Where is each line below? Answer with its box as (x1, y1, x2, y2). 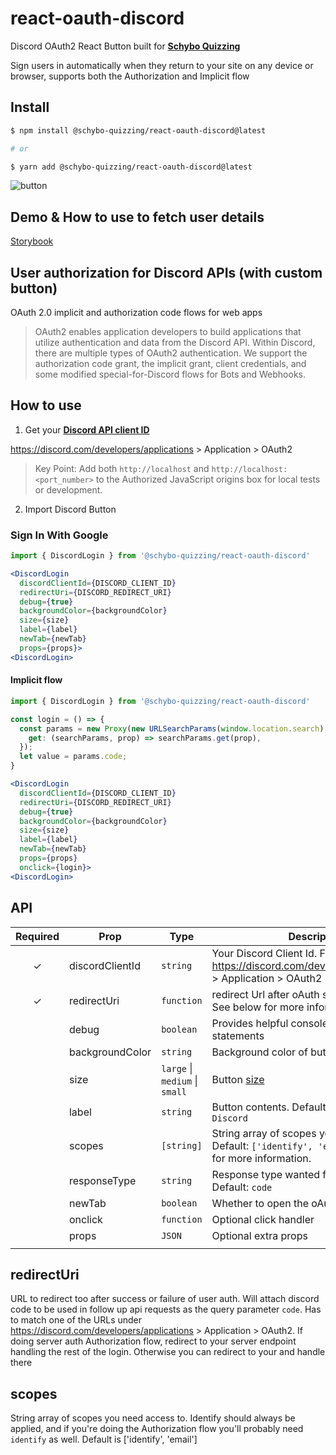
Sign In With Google (10, 528, 109, 542)
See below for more (211, 1000, 305, 1014)
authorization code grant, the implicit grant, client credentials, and (34, 358, 307, 369)
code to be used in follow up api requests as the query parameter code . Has (10, 1303, 322, 1316)
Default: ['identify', (211, 1138, 313, 1152)
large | (161, 1061, 193, 1075)
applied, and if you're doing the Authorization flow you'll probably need (10, 1423, 304, 1435)
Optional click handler (211, 1212, 315, 1226)
